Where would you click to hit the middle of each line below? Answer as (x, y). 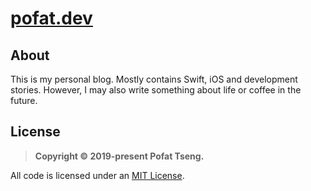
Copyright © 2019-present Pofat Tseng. (119, 156)
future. (24, 100)
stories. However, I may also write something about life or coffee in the (156, 90)
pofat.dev (51, 18)
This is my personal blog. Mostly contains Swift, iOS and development (154, 79)
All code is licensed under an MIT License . (97, 175)
